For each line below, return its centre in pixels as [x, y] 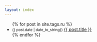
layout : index [19, 10]
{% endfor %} [26, 34]
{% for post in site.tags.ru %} [42, 24]
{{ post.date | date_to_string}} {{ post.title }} [52, 29]
